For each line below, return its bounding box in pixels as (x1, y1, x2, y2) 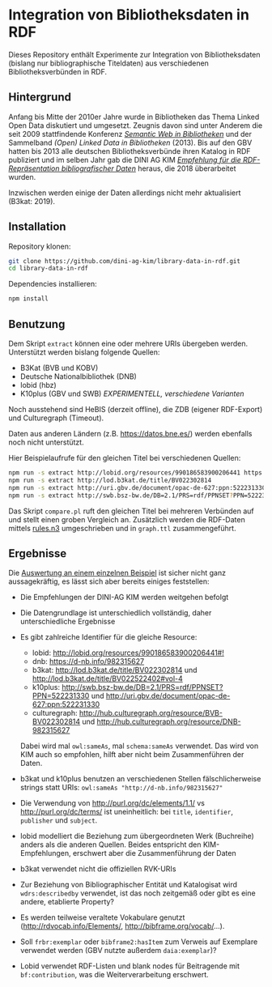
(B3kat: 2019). (8, 196, 55, 206)
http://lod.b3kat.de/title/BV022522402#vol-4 (32, 674, 184, 683)
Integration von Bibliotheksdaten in (8, 6, 249, 24)
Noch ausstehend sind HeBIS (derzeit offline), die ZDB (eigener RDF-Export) (8, 405, 263, 414)
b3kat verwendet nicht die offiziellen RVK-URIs (19, 864, 176, 874)
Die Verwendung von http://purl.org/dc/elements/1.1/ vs (19, 798, 205, 808)
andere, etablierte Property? (19, 897, 115, 907)
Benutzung (8, 317, 66, 331)
